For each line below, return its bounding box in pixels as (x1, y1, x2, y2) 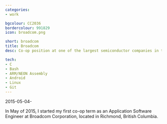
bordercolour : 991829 (5, 25, 50, 30)
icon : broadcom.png (5, 30, 46, 35)
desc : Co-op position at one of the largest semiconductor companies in (5, 48, 159, 53)
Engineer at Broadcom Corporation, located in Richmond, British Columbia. (5, 113, 159, 119)
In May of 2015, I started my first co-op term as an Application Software (5, 108, 152, 114)
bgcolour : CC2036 (5, 21, 41, 26)
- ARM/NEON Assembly (5, 71, 48, 76)
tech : (5, 57, 16, 62)
